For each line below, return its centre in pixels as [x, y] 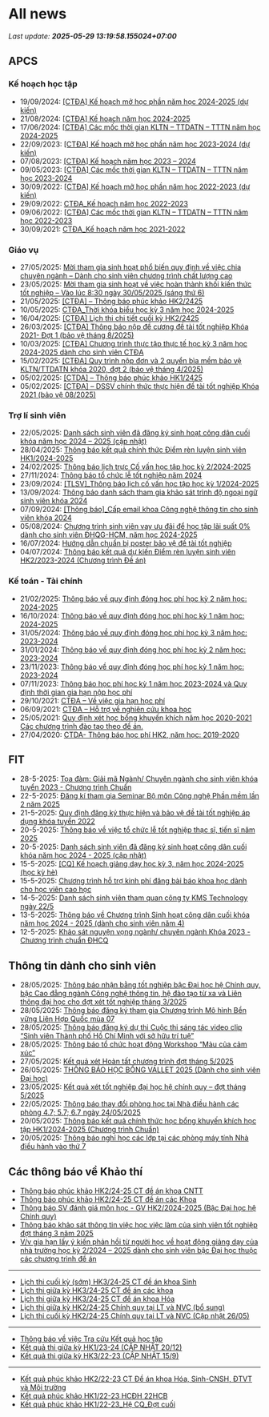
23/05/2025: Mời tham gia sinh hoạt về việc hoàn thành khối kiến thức [136, 284]
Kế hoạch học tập [43, 84]
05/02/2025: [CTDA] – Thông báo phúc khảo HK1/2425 [111, 378]
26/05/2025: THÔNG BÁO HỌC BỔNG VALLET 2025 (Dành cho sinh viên [140, 1070]
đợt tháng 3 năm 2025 [56, 1233]
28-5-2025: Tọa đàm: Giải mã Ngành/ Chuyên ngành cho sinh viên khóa [139, 779]
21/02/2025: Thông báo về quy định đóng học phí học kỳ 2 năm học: [133, 598]
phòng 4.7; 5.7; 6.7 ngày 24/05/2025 [80, 1112]
